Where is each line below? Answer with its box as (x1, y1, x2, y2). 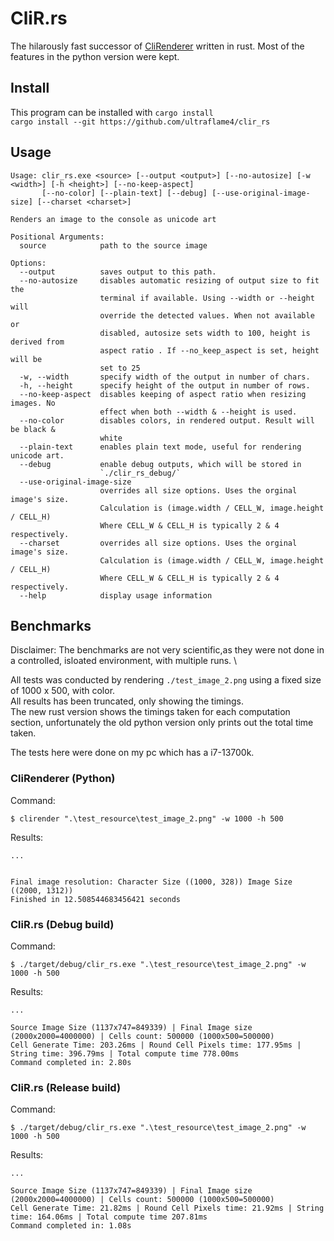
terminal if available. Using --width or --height (99, 293, 315, 303)
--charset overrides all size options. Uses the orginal (19, 538, 298, 548)
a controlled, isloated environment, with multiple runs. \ (10, 655, 238, 667)
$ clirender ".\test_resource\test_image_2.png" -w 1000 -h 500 (10, 813, 284, 824)
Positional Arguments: (10, 232, 105, 242)
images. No (10, 398, 56, 408)
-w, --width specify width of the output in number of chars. (19, 372, 311, 382)
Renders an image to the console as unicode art (10, 214, 217, 224)
